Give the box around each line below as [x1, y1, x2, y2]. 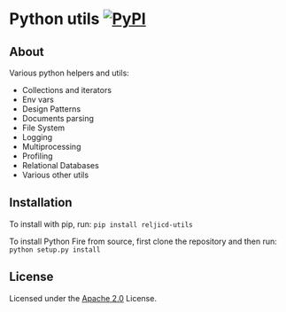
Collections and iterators [21, 85, 112, 95]
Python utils [9, 9, 100, 29]
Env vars [21, 94, 55, 105]
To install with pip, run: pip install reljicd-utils [9, 218, 193, 230]
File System [21, 122, 66, 133]
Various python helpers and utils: [9, 67, 130, 78]
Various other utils [21, 169, 89, 180]
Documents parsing [21, 113, 95, 123]
